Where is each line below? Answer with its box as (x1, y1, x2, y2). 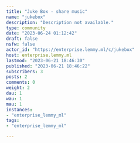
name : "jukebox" (6, 14, 46, 20)
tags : (6, 118, 19, 124)
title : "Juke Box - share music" (6, 8, 88, 15)
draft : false (6, 36, 38, 42)
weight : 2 (6, 85, 30, 91)
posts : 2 (6, 74, 28, 80)
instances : (6, 107, 33, 113)
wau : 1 (6, 96, 22, 101)
